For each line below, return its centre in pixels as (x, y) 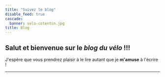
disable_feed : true (25, 14)
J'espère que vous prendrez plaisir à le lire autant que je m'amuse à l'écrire (82, 59)
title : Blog (17, 28)
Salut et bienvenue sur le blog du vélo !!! (68, 48)
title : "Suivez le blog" (30, 10)
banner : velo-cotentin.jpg (37, 23)
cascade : (14, 19)
